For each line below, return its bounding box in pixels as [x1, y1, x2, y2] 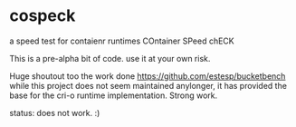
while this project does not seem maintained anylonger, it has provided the [9, 80, 288, 91]
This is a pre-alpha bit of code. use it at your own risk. [9, 53, 211, 63]
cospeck [9, 5, 76, 26]
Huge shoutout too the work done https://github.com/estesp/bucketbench [9, 70, 286, 82]
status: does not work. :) [9, 107, 100, 118]
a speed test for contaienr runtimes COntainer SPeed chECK [9, 35, 234, 46]
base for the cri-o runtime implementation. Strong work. [9, 90, 218, 101]
